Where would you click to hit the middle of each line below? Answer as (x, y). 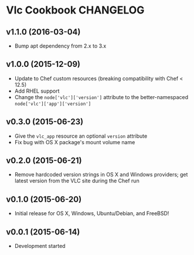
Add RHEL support (37, 91)
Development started (40, 246)
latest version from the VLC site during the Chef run (77, 181)
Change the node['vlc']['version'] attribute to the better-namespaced (101, 97)
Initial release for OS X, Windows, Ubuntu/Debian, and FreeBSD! (92, 213)
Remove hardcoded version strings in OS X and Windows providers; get (101, 175)
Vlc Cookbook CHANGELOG (75, 10)
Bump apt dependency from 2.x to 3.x (60, 46)
